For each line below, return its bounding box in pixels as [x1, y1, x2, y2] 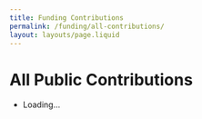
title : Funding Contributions [9, 13, 125, 23]
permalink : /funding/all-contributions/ [9, 22, 166, 31]
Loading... [22, 99, 61, 110]
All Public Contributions [9, 69, 194, 90]
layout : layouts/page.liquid [9, 30, 120, 39]
